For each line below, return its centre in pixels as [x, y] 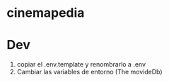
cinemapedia [46, 13]
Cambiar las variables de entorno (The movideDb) [90, 72]
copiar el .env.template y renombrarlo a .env [81, 64]
